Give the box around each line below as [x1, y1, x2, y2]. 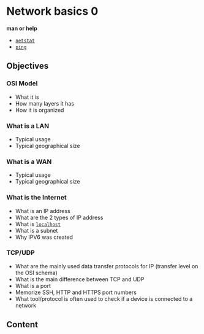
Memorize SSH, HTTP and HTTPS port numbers [15, 289, 137, 296]
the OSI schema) [15, 269, 58, 276]
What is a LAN [6, 122, 50, 130]
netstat [15, 37, 35, 44]
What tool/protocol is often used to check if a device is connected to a [15, 295, 193, 302]
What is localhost [15, 220, 61, 228]
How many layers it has [15, 99, 75, 107]
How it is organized [15, 106, 64, 114]
